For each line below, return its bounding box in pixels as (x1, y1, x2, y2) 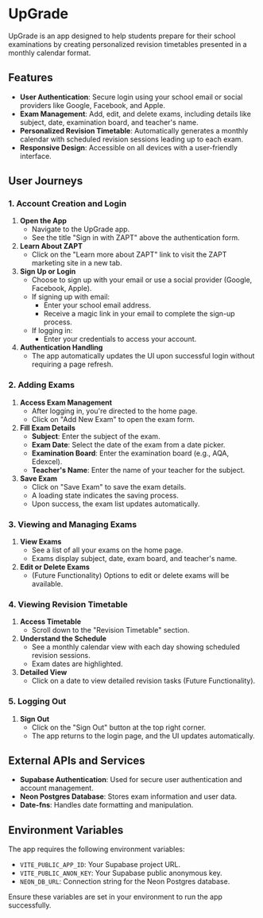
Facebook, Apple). (31, 284, 92, 293)
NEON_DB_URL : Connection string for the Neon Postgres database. (19, 877, 230, 886)
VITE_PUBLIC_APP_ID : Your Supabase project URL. (19, 860, 181, 870)
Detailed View (19, 668, 68, 677)
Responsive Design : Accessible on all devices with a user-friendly (19, 142, 238, 152)
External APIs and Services (8, 754, 145, 768)
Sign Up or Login (19, 267, 76, 277)
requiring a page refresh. (31, 359, 114, 370)
